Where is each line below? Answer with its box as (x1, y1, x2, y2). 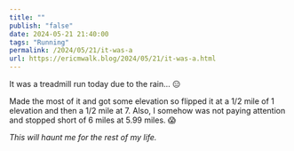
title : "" (9, 12, 46, 22)
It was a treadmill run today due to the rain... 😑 (9, 79, 181, 89)
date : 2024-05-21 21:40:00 (9, 29, 109, 38)
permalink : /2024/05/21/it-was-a (9, 46, 133, 55)
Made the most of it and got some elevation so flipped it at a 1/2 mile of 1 (9, 96, 275, 107)
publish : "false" (9, 21, 74, 30)
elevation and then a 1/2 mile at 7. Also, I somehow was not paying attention (9, 106, 286, 115)
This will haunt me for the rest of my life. (9, 132, 157, 142)
